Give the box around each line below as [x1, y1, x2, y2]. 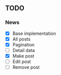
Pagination [12, 41, 35, 47]
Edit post [12, 58, 31, 64]
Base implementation [12, 30, 56, 36]
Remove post [12, 64, 40, 70]
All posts [12, 36, 31, 42]
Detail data [12, 47, 35, 53]
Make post [12, 52, 34, 59]
